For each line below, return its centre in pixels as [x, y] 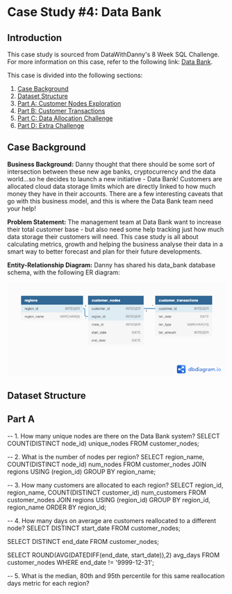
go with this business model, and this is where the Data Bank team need [110, 201]
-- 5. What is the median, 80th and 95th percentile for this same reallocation [116, 576]
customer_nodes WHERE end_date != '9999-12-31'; [81, 562]
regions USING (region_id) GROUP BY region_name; [82, 471]
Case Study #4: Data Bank [84, 12]
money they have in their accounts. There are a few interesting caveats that [115, 193]
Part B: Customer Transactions [61, 111]
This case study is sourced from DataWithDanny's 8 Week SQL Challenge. [114, 54]
